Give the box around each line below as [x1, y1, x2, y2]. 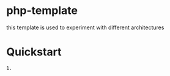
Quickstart [6, 45, 62, 59]
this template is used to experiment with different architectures [6, 24, 164, 31]
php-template [6, 4, 78, 18]
